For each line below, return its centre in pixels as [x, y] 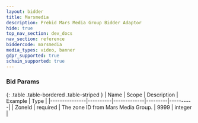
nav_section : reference [36, 39]
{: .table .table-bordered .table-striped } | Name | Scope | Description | [92, 95]
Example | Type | [27, 101]
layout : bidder [25, 12]
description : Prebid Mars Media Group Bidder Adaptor [74, 22]
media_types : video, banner [41, 50]
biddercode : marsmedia [34, 45]
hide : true [20, 28]
